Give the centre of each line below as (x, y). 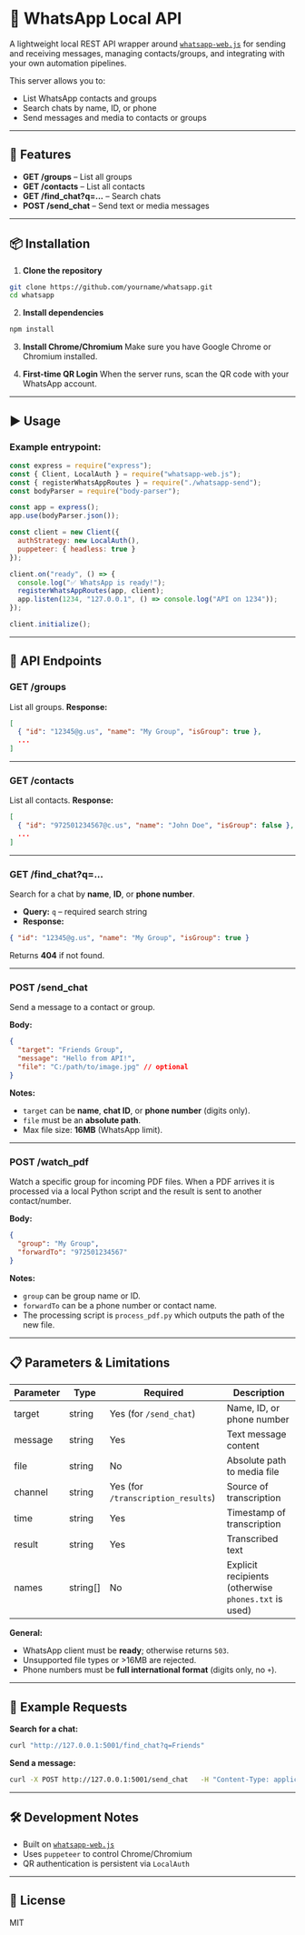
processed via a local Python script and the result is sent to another (136, 1191)
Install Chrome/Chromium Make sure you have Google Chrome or (147, 347)
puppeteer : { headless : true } (77, 549)
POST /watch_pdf (49, 1161)
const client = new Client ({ (64, 532)
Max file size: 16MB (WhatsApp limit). (93, 1129)
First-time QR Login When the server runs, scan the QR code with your (156, 374)
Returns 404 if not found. (57, 956)
